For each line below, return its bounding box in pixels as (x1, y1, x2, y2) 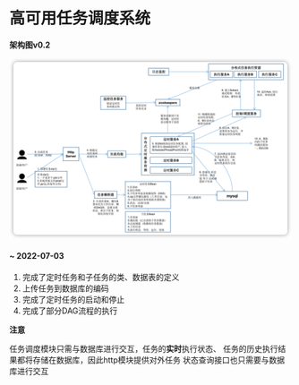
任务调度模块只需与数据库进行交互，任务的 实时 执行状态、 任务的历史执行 (9, 344, 278, 355)
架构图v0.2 (9, 39, 51, 50)
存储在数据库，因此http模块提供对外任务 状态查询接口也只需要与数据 (32, 355, 285, 365)
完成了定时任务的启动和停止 (21, 295, 125, 305)
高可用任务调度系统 (9, 8, 151, 29)
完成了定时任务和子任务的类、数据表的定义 (21, 272, 180, 283)
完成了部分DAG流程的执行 (21, 305, 118, 316)
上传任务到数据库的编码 (21, 283, 109, 294)
